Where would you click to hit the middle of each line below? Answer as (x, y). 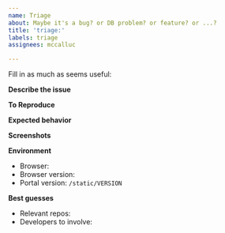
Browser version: (47, 175)
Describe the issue (39, 90)
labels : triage (33, 38)
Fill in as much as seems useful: (60, 74)
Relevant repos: (45, 213)
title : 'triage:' (37, 30)
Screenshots (30, 136)
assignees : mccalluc (42, 45)
